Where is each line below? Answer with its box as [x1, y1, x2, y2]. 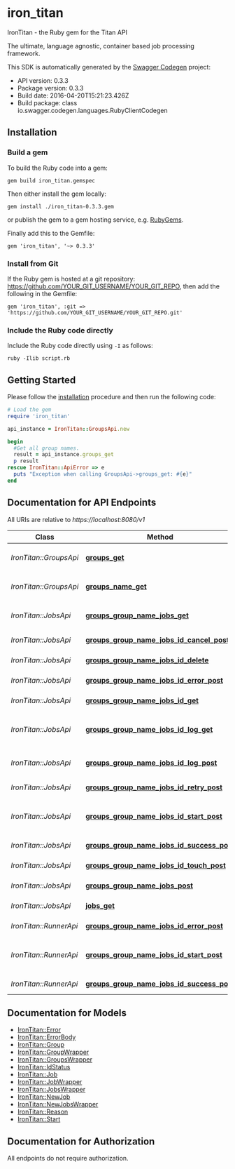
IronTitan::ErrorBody [17, 1033, 76, 1041]
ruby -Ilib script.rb [7, 355, 71, 362]
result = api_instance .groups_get [13, 451, 114, 458]
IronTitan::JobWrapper [17, 1078, 83, 1086]
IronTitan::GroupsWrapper [17, 1055, 93, 1064]
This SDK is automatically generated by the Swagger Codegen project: [7, 62, 211, 71]
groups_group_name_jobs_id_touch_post [85, 860, 226, 870]
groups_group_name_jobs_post [85, 881, 194, 890]
